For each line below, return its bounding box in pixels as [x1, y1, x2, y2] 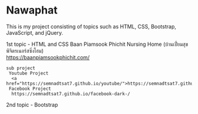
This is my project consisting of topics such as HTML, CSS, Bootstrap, [6, 23, 177, 30]
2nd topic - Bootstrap [6, 101, 58, 108]
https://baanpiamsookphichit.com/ [6, 53, 90, 61]
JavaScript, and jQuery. [6, 29, 64, 36]
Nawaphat [6, 4, 58, 17]
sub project [6, 65, 35, 71]
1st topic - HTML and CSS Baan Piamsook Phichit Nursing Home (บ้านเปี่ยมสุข [6, 41, 189, 48]
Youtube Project [8, 70, 49, 76]
